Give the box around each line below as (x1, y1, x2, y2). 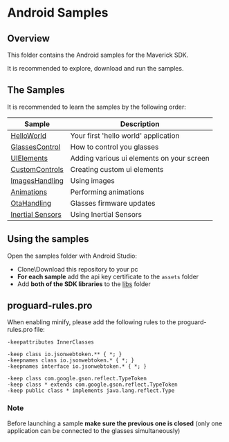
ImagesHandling (10, 175, 64, 185)
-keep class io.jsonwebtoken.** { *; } (7, 351, 122, 358)
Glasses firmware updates (70, 198, 156, 208)
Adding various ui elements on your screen (70, 153, 210, 163)
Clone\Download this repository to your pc (17, 265, 138, 273)
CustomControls (10, 164, 64, 174)
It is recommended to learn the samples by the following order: (7, 103, 187, 111)
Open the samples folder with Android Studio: (7, 251, 137, 260)
